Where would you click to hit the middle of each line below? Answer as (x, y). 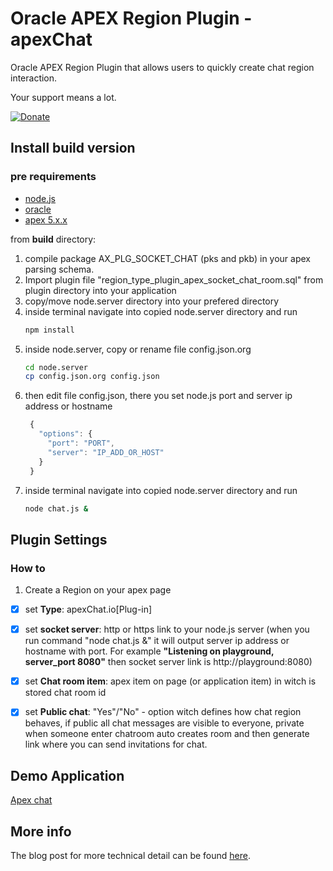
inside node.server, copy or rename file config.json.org (138, 349)
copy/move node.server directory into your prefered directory (152, 301)
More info (41, 831)
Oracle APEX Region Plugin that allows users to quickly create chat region (162, 67)
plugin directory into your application (100, 290)
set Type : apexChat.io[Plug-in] (88, 609)
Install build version (73, 148)
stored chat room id (65, 693)
